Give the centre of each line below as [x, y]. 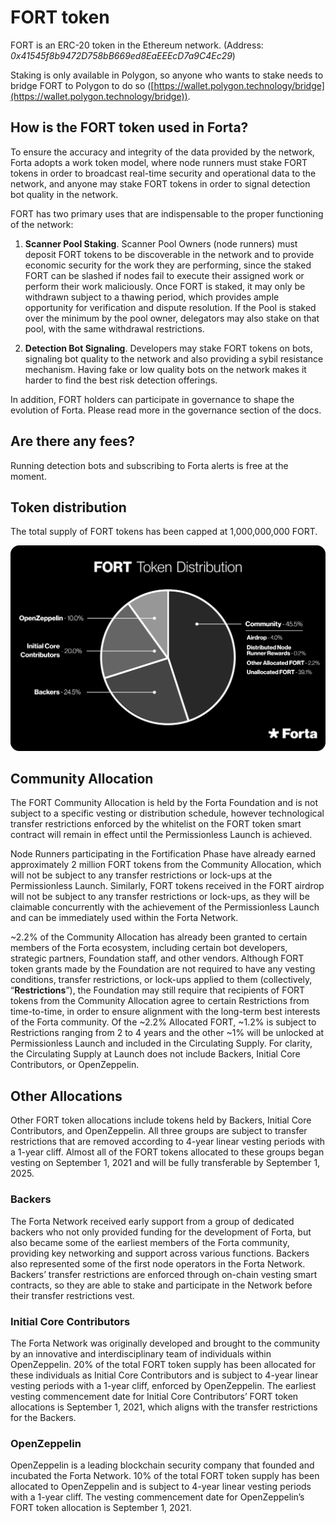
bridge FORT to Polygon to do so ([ [82, 85]
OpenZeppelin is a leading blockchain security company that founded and [162, 1465]
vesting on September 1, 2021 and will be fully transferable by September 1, [165, 1163]
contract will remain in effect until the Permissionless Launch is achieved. [161, 835]
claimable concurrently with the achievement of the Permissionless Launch [165, 907]
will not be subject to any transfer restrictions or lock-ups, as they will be [160, 897]
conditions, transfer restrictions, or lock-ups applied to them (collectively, [161, 980]
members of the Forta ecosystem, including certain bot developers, [149, 948]
